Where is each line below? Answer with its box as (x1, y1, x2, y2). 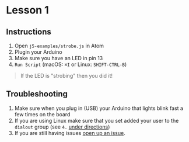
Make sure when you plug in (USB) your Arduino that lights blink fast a (14, 105, 184, 112)
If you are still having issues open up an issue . (14, 129, 125, 136)
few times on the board (14, 110, 71, 117)
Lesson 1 (6, 4, 50, 17)
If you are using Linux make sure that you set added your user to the (14, 117, 179, 124)
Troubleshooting (6, 89, 68, 99)
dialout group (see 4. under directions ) (14, 123, 110, 130)
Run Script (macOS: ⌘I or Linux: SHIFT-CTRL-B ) (14, 61, 127, 68)
